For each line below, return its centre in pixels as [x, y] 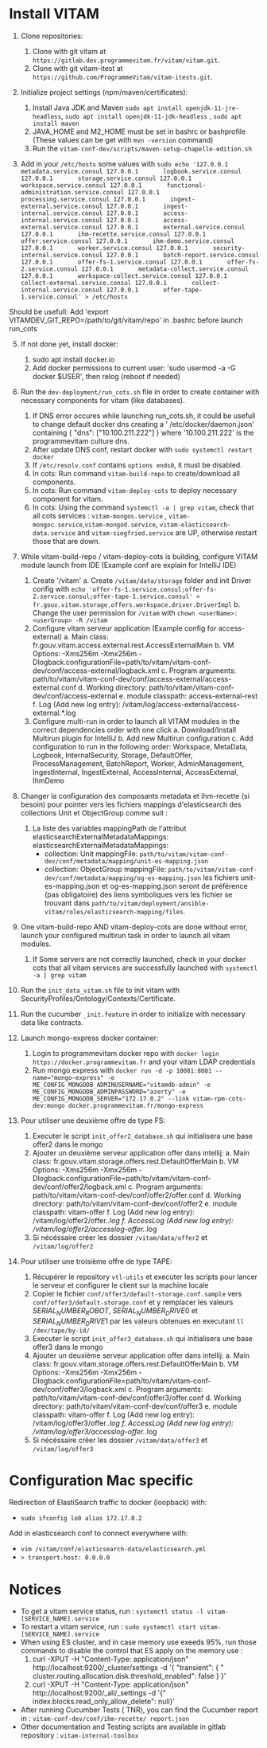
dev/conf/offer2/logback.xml [79, 1187]
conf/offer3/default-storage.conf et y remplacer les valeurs [133, 1302]
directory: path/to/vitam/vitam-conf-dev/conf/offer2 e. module [135, 1203]
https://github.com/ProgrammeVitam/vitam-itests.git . [122, 76]
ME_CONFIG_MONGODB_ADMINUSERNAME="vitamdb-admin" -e [122, 1085]
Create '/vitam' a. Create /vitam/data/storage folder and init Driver [142, 580]
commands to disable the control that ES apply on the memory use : [132, 1651]
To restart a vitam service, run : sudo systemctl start [108, 1627]
